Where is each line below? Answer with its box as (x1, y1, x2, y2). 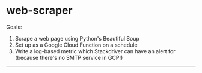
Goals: (6, 23, 22, 31)
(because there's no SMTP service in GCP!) (14, 54, 123, 61)
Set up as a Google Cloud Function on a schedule (14, 41, 138, 48)
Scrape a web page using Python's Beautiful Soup (14, 35, 140, 42)
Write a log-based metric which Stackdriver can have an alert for (14, 47, 176, 54)
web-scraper (6, 4, 73, 17)
